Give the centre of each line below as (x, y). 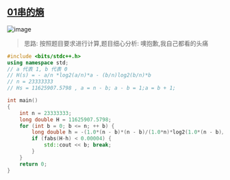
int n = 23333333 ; (46, 113)
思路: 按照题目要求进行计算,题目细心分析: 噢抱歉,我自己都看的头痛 (116, 43)
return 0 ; (34, 164)
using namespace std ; (38, 63)
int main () (23, 101)
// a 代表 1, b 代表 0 (37, 69)
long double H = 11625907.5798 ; (65, 119)
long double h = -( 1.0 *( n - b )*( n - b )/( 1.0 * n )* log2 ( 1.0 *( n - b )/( (130, 132)
